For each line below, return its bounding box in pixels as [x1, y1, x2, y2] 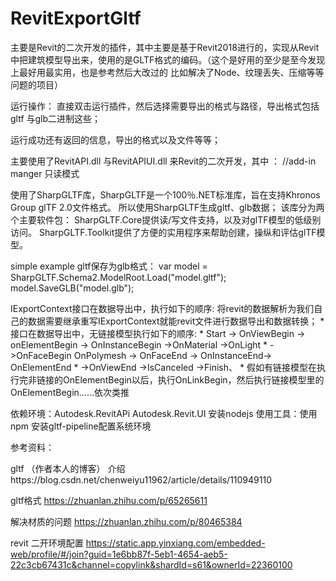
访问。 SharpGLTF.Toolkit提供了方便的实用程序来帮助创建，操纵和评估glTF [10, 226, 317, 238]
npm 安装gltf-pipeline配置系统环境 [10, 420, 152, 432]
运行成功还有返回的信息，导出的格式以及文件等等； [10, 133, 221, 146]
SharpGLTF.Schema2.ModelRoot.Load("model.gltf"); [10, 271, 227, 283]
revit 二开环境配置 [10, 537, 84, 549]
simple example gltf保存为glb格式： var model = [10, 260, 208, 272]
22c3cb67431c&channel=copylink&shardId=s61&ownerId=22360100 [10, 558, 293, 571]
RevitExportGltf [10, 7, 142, 30]
